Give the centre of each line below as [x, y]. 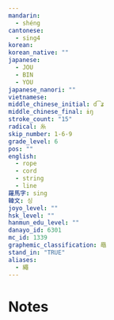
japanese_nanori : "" [42, 90]
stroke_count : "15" [40, 119]
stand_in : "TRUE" [37, 252]
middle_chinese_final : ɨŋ [51, 112]
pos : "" [21, 149]
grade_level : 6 [33, 141]
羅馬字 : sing [28, 193]
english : [23, 156]
